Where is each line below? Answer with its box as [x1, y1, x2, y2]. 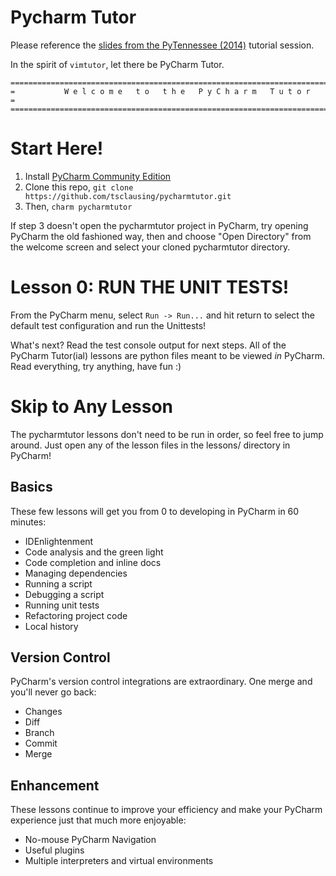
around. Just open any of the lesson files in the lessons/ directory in [10, 439, 291, 451]
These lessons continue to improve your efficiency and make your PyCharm [10, 804, 323, 816]
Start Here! [10, 137, 104, 160]
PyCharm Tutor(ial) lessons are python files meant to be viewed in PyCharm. [10, 349, 325, 361]
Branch [24, 727, 55, 739]
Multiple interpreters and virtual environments [24, 855, 214, 867]
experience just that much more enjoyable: [10, 814, 187, 826]
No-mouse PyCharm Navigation [24, 834, 157, 846]
